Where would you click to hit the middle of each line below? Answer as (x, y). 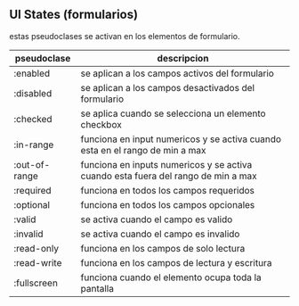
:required (32, 190)
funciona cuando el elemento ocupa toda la (171, 277)
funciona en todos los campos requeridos (168, 190)
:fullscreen (36, 283)
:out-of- (32, 164)
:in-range (34, 145)
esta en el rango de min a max (143, 150)
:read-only (36, 248)
